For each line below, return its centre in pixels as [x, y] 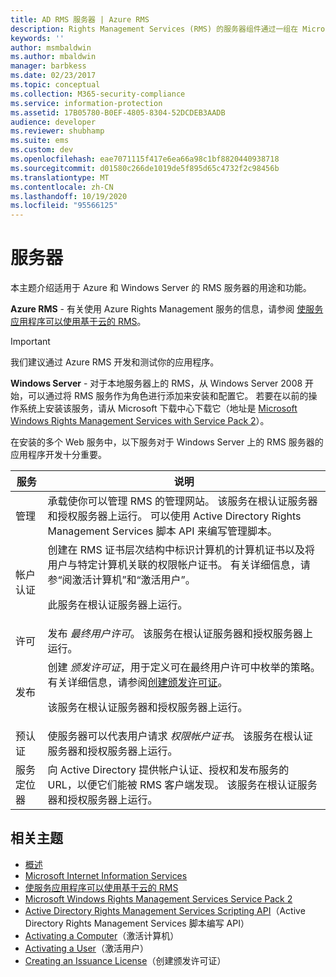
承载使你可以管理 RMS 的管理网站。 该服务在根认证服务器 [182, 501]
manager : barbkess [48, 66]
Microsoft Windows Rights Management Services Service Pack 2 [158, 898]
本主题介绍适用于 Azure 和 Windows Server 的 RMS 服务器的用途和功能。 [161, 288]
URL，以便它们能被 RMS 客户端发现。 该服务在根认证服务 [182, 785]
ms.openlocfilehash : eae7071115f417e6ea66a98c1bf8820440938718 [145, 159]
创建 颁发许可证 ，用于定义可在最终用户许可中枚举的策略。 [184, 668]
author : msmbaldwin [51, 47]
